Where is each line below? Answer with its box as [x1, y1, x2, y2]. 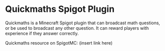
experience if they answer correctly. [5, 30, 79, 36]
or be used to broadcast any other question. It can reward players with [5, 25, 149, 31]
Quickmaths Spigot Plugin [5, 3, 115, 15]
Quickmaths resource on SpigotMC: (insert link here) [5, 40, 113, 46]
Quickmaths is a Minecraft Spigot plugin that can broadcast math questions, [5, 20, 160, 26]
